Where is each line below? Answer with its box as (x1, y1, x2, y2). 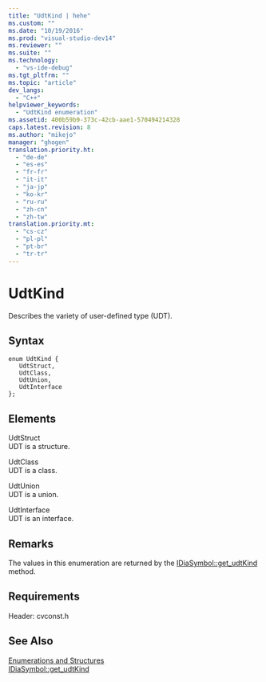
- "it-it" (15, 175, 48, 184)
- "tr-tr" (15, 250, 48, 258)
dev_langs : (8, 86, 45, 94)
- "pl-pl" (15, 235, 48, 243)
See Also (8, 634, 54, 648)
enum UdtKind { (8, 355, 59, 363)
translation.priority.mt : (8, 220, 94, 228)
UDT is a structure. (8, 442, 70, 451)
